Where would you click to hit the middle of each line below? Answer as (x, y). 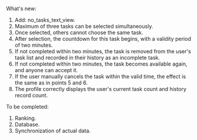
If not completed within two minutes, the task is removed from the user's (103, 51)
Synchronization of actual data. (52, 131)
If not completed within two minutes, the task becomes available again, (101, 64)
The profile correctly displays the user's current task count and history (101, 89)
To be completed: (27, 107)
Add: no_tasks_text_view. (45, 20)
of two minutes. (34, 45)
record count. (31, 95)
